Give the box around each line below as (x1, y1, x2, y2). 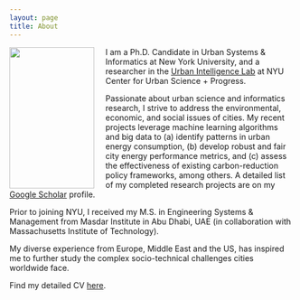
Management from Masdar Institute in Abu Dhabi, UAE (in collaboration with (9, 216, 292, 227)
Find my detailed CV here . (9, 279, 107, 290)
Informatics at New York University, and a (105, 56, 260, 67)
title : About (9, 22, 59, 31)
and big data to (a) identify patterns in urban (105, 131, 271, 142)
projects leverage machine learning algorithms (105, 121, 278, 132)
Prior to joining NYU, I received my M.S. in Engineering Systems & (9, 206, 254, 217)
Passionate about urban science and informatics (105, 92, 286, 104)
